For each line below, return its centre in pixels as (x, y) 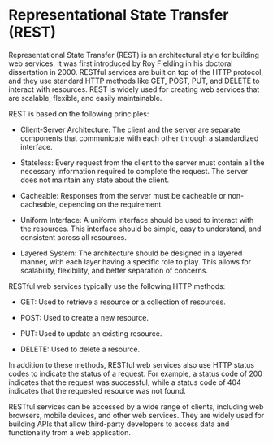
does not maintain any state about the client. (94, 180)
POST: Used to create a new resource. (84, 317)
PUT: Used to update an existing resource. (91, 333)
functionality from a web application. (70, 432)
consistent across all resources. (74, 237)
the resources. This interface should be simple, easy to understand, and (141, 229)
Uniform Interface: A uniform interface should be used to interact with (137, 220)
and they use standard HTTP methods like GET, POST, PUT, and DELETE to (134, 81)
